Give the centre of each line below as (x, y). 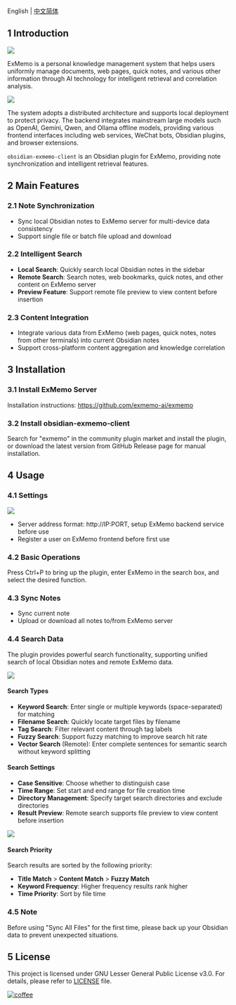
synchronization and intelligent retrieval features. (78, 164)
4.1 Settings (27, 496)
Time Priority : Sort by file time (61, 894)
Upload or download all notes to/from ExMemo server (95, 621)
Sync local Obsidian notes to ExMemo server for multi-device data (113, 221)
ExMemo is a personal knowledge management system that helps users (111, 63)
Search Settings (31, 768)
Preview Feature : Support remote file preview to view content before (117, 291)
